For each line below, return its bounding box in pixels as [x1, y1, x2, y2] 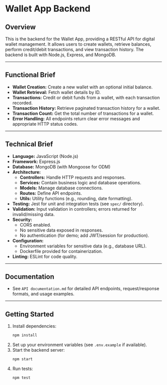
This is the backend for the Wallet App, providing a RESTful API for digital [5, 36, 155, 42]
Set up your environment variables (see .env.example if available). [12, 342, 148, 348]
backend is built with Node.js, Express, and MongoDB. [5, 52, 116, 58]
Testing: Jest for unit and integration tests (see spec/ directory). [12, 201, 144, 207]
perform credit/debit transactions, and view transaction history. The [5, 47, 144, 52]
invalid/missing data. [12, 211, 55, 217]
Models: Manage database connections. [19, 185, 103, 191]
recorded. [12, 100, 33, 106]
